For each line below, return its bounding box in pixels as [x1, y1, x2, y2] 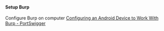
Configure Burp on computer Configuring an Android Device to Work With [5, 15, 159, 21]
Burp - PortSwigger [5, 20, 46, 26]
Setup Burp [5, 4, 30, 10]
